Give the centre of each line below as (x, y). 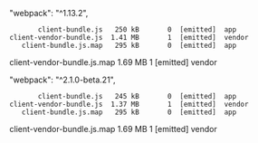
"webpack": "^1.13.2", (49, 13)
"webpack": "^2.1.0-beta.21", (62, 80)
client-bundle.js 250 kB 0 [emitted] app (137, 30)
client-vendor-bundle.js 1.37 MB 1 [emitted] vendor (129, 104)
